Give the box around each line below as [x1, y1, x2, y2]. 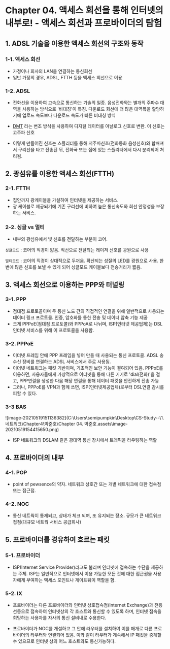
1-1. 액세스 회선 [5, 55, 41, 62]
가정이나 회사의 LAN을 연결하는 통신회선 [12, 68, 92, 74]
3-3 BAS [5, 403, 27, 410]
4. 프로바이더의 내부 [5, 453, 64, 462]
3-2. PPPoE [5, 340, 34, 347]
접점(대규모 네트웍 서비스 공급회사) [12, 519, 82, 525]
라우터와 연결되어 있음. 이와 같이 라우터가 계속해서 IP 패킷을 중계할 [30, 632, 162, 638]
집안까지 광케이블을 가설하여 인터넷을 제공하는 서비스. [12, 197, 119, 203]
